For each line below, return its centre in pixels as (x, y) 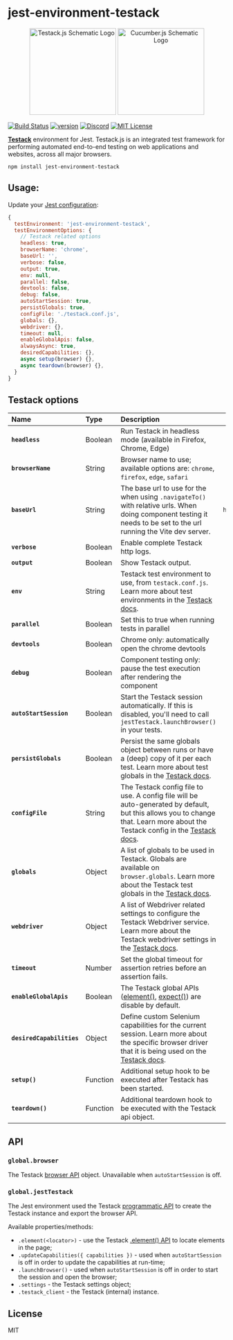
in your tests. (141, 730)
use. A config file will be (159, 796)
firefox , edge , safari (155, 477)
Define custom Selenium (160, 1016)
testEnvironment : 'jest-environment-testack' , (82, 224)
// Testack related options (60, 237)
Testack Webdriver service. (165, 922)
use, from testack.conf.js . (165, 583)
